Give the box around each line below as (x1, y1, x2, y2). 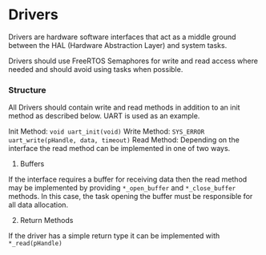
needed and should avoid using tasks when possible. (8, 64, 183, 74)
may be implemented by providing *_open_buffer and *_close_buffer (8, 183, 236, 193)
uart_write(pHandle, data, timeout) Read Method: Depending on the (8, 135, 240, 145)
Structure (8, 84, 46, 95)
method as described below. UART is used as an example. (8, 111, 200, 121)
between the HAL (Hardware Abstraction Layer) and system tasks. (8, 40, 228, 50)
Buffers (19, 159, 45, 169)
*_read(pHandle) (8, 240, 62, 248)
